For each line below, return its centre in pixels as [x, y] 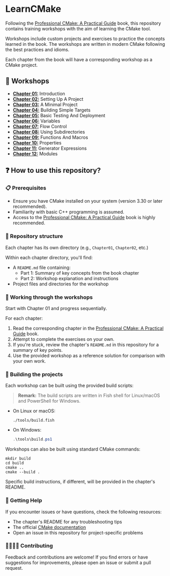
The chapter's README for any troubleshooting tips [67, 521]
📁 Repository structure [34, 236]
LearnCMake [33, 9]
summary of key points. [38, 350]
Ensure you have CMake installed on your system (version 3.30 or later [88, 201]
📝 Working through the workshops [49, 297]
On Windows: [27, 430]
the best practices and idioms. [37, 49]
